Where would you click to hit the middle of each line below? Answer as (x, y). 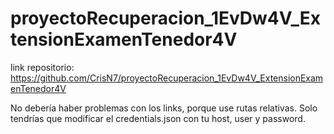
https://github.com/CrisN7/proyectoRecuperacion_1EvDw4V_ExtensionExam (167, 78)
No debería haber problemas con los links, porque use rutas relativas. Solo (164, 108)
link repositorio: (42, 67)
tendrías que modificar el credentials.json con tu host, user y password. (158, 118)
